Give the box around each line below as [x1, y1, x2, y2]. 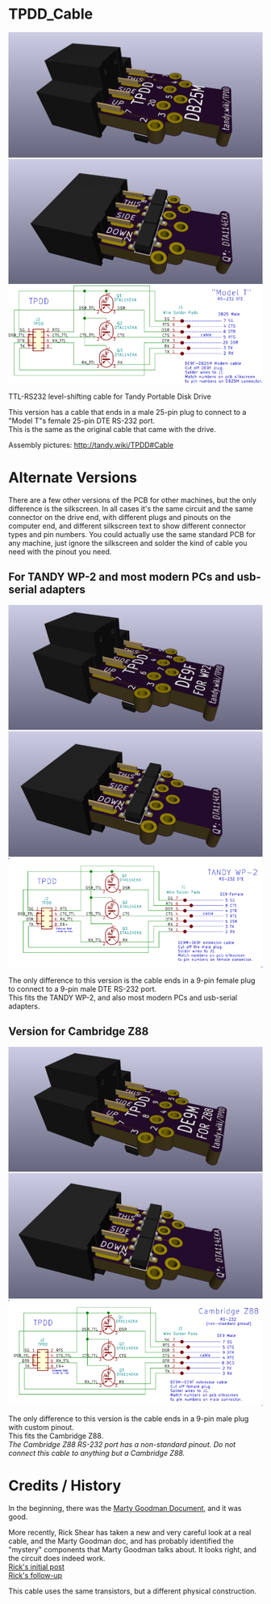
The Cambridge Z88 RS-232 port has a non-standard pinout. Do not [8, 1440, 236, 1450]
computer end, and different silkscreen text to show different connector [8, 521, 246, 531]
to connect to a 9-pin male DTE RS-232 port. [8, 984, 157, 993]
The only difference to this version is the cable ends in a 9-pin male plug [8, 1414, 249, 1424]
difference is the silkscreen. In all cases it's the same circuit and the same [8, 503, 254, 514]
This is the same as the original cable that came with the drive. [8, 424, 216, 434]
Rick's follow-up [8, 1571, 63, 1581]
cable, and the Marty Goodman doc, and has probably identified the [8, 1536, 234, 1546]
